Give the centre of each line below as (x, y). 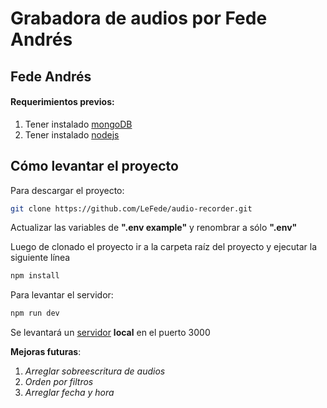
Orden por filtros (59, 382)
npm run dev (35, 313)
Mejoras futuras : (46, 352)
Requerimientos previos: (62, 102)
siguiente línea (40, 258)
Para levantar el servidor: (62, 295)
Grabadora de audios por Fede (139, 18)
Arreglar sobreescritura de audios (95, 371)
